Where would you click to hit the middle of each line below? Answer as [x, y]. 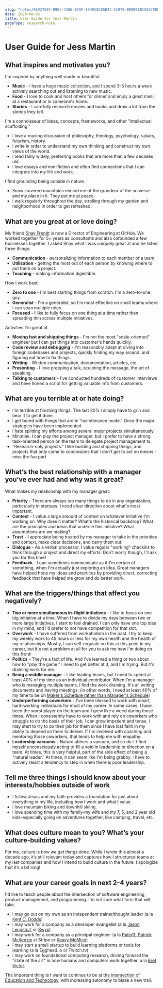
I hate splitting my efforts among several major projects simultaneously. [83, 431]
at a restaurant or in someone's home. [50, 101]
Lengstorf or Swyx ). [32, 929]
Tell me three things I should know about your [75, 777]
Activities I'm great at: [27, 328]
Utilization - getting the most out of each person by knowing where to [82, 263]
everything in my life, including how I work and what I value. [72, 802]
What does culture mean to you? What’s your [75, 832]
